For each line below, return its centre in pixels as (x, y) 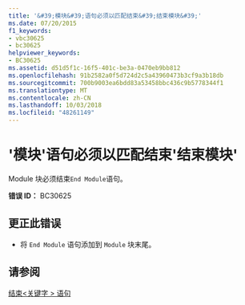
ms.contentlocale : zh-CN (50, 98)
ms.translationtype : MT (48, 90)
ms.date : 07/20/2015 (43, 23)
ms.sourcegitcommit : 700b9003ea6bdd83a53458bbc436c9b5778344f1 (116, 83)
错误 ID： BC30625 (40, 195)
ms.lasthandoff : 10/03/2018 (55, 105)
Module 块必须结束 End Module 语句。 (68, 178)
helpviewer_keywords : (44, 53)
